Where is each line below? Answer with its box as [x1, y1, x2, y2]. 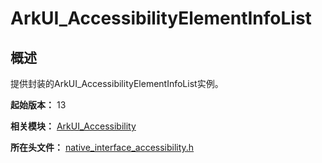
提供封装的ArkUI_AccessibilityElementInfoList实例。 [10, 78, 224, 89]
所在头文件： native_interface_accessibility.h [10, 142, 195, 153]
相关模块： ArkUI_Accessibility [10, 120, 137, 132]
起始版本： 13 [10, 99, 67, 111]
